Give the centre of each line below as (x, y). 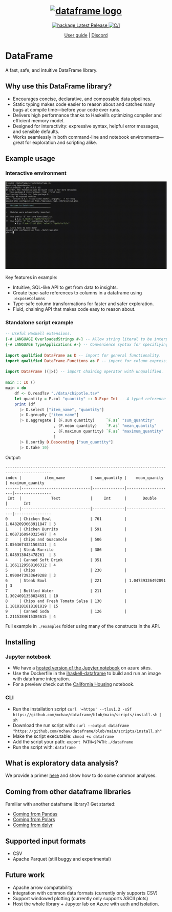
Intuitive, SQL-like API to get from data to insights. (65, 287)
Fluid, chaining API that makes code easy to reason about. (74, 309)
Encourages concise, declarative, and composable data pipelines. (82, 99)
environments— (147, 137)
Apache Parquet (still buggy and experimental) (62, 859)
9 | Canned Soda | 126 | (66, 611)
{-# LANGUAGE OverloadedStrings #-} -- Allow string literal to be (79, 339)
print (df (25, 404)
